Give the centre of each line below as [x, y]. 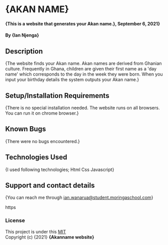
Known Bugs [26, 129]
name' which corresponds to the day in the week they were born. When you [84, 74]
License [15, 221]
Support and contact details [50, 185]
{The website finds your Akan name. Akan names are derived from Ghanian [84, 63]
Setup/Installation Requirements [57, 96]
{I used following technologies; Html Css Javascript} [60, 169]
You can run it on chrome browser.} [42, 113]
